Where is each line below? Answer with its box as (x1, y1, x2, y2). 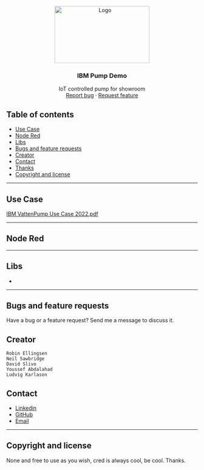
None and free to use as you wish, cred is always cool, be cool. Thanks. (6, 457, 186, 464)
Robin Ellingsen (6, 350, 47, 357)
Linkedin (15, 404, 37, 412)
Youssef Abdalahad (6, 367, 53, 373)
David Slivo (6, 361, 36, 367)
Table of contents (6, 109, 74, 120)
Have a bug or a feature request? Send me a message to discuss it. (6, 317, 174, 324)
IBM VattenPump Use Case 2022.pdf (6, 210, 99, 217)
